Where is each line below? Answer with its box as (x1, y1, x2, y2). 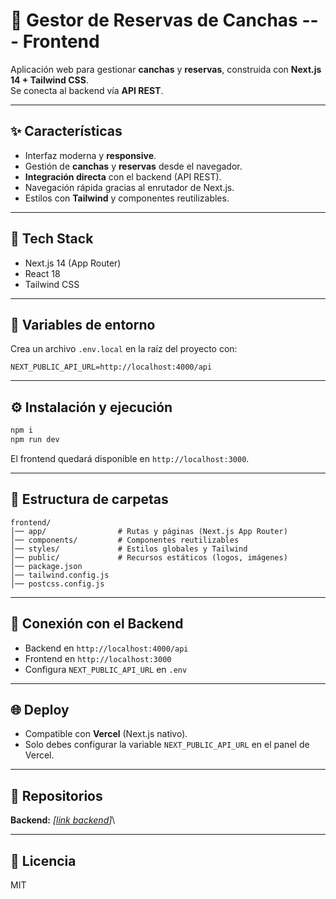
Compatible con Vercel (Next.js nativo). (24, 728, 188, 740)
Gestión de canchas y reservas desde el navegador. (24, 160, 243, 172)
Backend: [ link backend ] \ (10, 814, 116, 826)
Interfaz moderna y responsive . (24, 149, 157, 161)
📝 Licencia (10, 852, 77, 869)
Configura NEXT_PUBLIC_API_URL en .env (24, 663, 188, 675)
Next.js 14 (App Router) (24, 257, 122, 269)
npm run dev (10, 435, 60, 445)
